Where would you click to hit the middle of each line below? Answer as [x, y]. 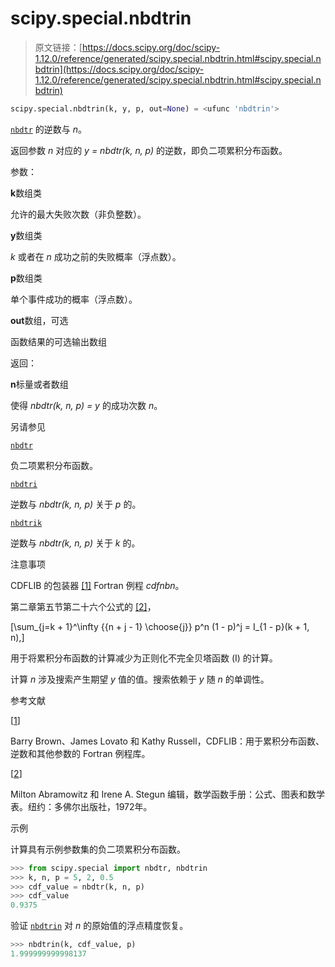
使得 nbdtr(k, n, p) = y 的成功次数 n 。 [86, 405]
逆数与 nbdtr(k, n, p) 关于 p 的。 [76, 504]
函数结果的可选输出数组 [58, 341]
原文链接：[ [58, 47]
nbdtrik [26, 523]
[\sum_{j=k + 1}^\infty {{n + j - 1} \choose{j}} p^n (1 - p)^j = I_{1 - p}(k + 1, [160, 626]
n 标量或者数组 [39, 384]
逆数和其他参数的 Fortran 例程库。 [80, 753]
